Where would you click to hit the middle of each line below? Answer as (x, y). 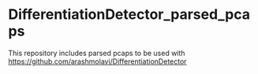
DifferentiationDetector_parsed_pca (129, 15)
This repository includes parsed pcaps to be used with (97, 53)
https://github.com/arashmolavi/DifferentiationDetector (97, 61)
